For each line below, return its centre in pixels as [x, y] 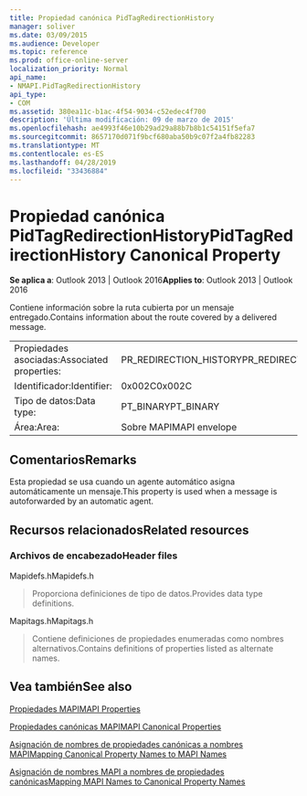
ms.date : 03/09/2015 [49, 35]
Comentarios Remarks [73, 459]
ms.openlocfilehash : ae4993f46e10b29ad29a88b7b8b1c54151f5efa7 [132, 129]
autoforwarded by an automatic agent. [81, 501]
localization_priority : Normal [69, 69]
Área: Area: [37, 428]
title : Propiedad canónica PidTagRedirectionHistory [112, 18]
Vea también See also [71, 687]
